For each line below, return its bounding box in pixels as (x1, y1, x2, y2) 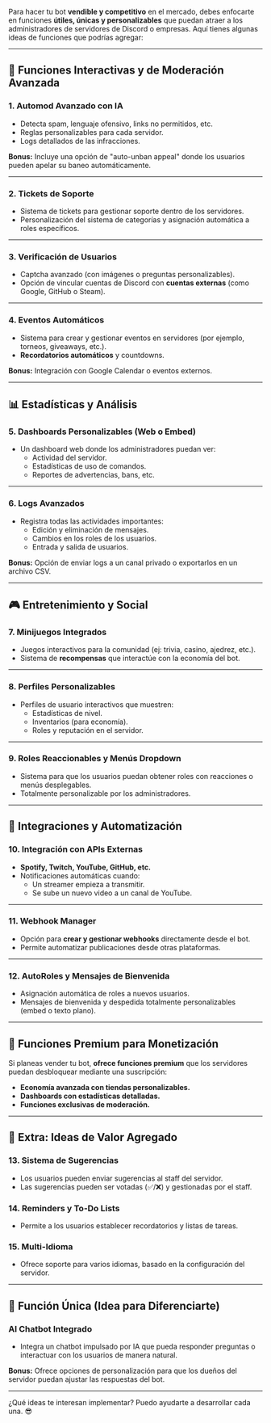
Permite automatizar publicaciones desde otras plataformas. (19, 942, 221, 952)
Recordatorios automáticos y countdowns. (19, 350, 165, 360)
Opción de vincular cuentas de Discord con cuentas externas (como (19, 278, 250, 288)
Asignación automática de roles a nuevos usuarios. (19, 989, 190, 999)
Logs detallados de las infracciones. (19, 136, 141, 145)
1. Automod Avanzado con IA (8, 100, 123, 112)
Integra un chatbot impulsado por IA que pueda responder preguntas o (19, 1341, 256, 1351)
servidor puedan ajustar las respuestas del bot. (8, 1374, 165, 1384)
